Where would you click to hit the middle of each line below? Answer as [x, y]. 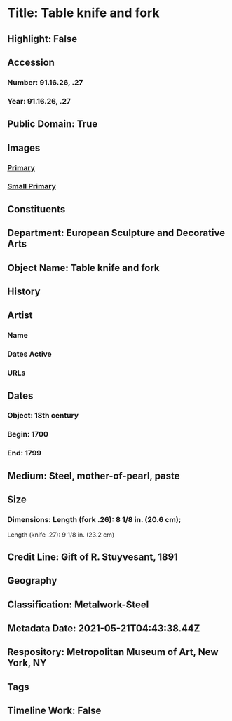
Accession [31, 62]
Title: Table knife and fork [83, 13]
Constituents [36, 209]
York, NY [27, 663]
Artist [20, 316]
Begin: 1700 [28, 434]
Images [24, 147]
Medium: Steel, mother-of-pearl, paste [94, 475]
